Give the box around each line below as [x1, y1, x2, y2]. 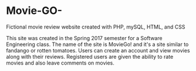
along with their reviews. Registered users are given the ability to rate [6, 53, 174, 60]
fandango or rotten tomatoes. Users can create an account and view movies [6, 47, 190, 54]
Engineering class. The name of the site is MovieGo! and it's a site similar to [6, 41, 189, 48]
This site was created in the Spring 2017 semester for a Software [6, 34, 163, 41]
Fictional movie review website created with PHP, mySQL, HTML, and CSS [6, 23, 185, 30]
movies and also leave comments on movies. [6, 59, 114, 66]
